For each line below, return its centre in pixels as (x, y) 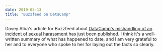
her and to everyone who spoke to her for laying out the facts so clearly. (80, 44)
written (13, 39)
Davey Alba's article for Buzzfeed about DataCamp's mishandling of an (79, 28)
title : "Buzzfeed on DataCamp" (38, 14)
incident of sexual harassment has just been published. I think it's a (75, 34)
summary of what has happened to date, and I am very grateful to (89, 39)
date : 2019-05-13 (23, 10)
